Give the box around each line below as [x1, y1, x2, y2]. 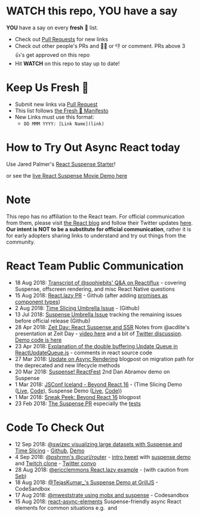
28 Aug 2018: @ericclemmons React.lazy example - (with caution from [14, 466, 189, 473]
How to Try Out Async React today [6, 141, 180, 154]
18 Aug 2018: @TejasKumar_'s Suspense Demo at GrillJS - [14, 479, 158, 486]
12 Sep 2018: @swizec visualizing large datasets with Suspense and [14, 440, 182, 448]
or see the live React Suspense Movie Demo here [6, 172, 127, 179]
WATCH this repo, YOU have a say [6, 4, 178, 18]
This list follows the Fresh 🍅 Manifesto [14, 107, 109, 114]
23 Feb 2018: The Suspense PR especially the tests [14, 400, 141, 407]
